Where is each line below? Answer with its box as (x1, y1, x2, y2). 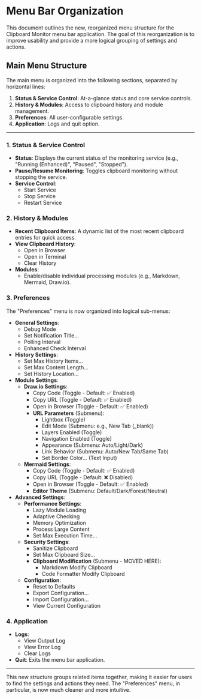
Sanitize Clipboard (32, 545, 78, 552)
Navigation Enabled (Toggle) (41, 435, 112, 442)
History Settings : (14, 351, 58, 358)
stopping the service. (14, 174, 68, 181)
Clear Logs (23, 650, 51, 657)
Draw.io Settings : (23, 383, 68, 390)
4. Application (6, 617, 48, 625)
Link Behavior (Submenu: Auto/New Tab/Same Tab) (41, 447, 169, 455)
